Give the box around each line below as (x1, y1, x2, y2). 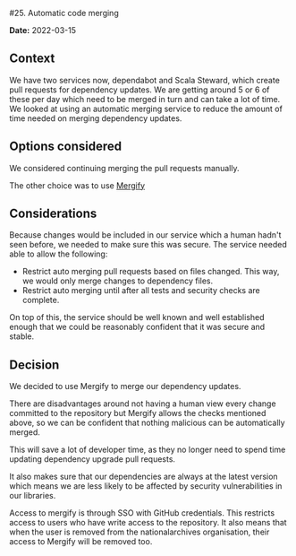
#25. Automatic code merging (9, 8, 119, 18)
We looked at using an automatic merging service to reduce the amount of (9, 103, 283, 114)
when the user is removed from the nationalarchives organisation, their (9, 526, 270, 537)
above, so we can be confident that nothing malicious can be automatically (9, 417, 285, 429)
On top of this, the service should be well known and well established (9, 312, 266, 323)
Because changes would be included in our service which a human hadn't (9, 230, 282, 240)
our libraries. (9, 491, 56, 501)
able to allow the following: (9, 248, 108, 259)
